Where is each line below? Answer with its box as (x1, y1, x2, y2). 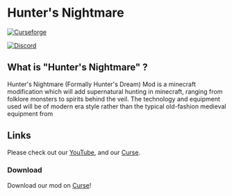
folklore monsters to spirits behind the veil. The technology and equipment (7, 95, 221, 103)
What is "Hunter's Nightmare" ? (7, 61, 148, 74)
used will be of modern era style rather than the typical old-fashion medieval (7, 102, 226, 111)
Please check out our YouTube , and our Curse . (7, 148, 141, 156)
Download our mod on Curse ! (7, 181, 92, 189)
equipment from (7, 109, 53, 117)
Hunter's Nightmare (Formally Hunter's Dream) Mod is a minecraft (7, 80, 197, 88)
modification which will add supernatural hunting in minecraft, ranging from (7, 87, 223, 95)
